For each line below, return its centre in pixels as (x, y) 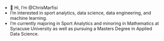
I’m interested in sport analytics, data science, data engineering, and (80, 13)
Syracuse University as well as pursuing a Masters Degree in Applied (81, 29)
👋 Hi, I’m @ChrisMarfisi (34, 8)
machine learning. (28, 18)
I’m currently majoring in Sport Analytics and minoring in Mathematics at (84, 23)
